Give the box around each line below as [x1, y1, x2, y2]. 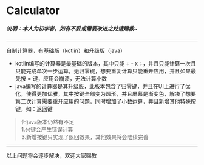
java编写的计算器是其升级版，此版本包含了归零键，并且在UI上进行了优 [15, 82, 191, 90]
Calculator [6, 4, 60, 18]
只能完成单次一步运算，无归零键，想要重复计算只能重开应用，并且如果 [15, 67, 191, 75]
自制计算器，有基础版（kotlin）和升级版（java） [6, 47, 126, 55]
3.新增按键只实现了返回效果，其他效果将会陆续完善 [21, 133, 149, 141]
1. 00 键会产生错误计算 [21, 126, 73, 133]
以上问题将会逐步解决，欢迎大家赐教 [6, 152, 97, 160]
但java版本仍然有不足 [21, 118, 75, 126]
